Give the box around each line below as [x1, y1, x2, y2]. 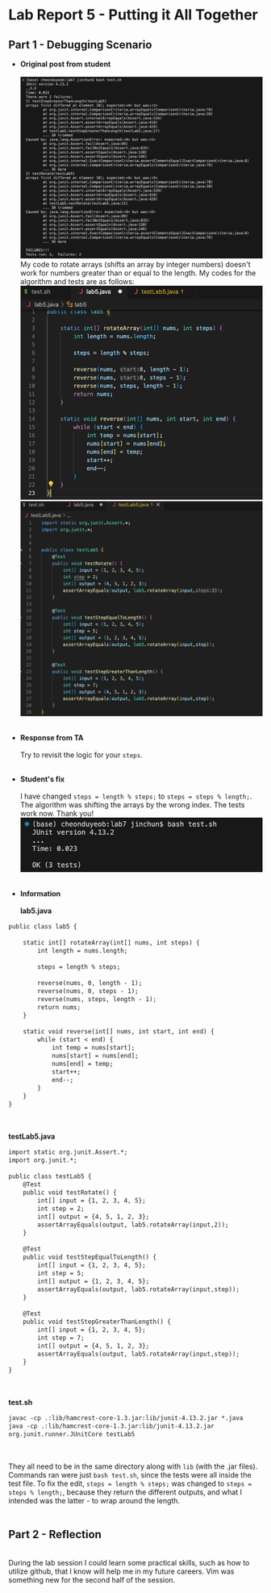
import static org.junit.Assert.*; [8, 1148, 128, 1156]
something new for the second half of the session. [8, 1574, 176, 1584]
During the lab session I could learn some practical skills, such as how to [8, 1557, 250, 1567]
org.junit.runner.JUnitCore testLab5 [8, 1431, 135, 1439]
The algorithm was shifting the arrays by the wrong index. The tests [19, 799, 245, 809]
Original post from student [19, 59, 111, 69]
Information [19, 889, 61, 899]
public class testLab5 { [8, 1172, 92, 1180]
